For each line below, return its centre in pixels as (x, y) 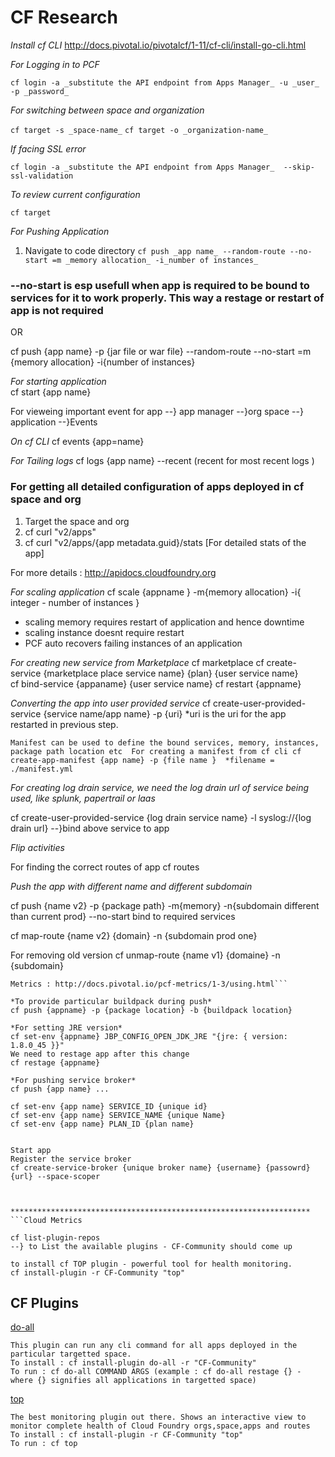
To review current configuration (75, 194)
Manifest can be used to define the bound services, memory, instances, (165, 742)
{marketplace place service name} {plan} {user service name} (171, 673)
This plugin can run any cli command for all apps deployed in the (154, 1346)
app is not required (57, 310)
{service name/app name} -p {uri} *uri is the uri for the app (165, 713)
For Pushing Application (60, 231)
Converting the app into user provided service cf (111, 703)
